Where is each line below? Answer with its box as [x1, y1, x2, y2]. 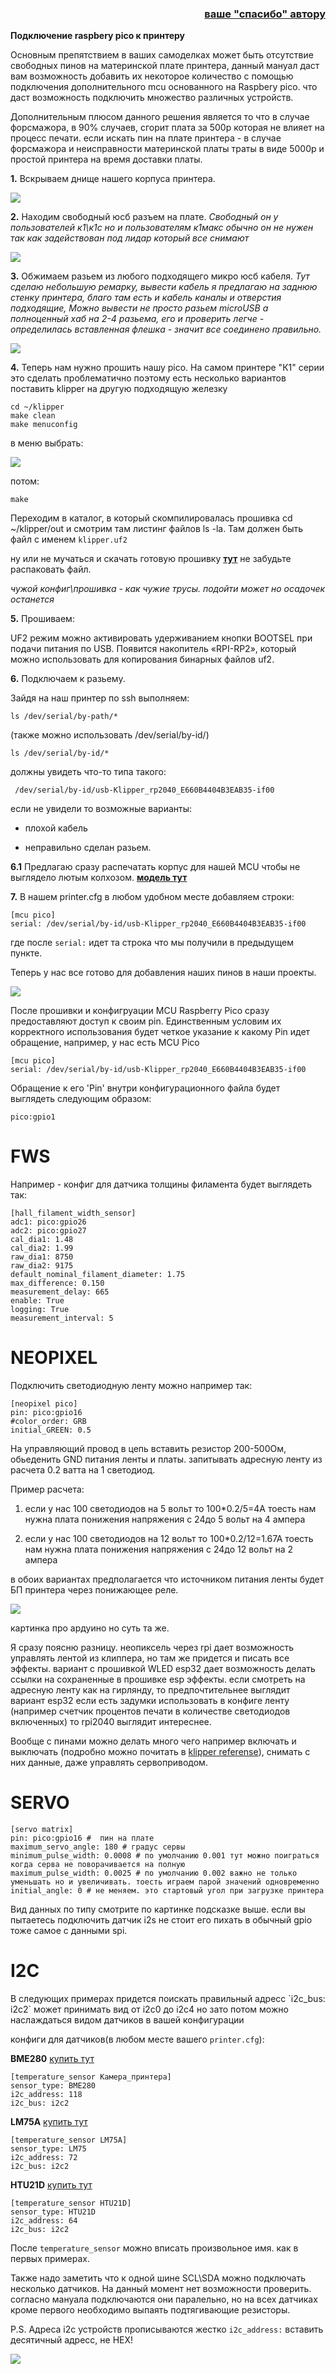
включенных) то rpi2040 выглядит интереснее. [10, 1716, 212, 1728]
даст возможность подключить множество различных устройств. [10, 92, 294, 104]
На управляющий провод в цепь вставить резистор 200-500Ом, [10, 1443, 287, 1455]
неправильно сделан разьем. [24, 842, 152, 854]
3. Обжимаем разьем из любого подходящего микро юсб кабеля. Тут [10, 270, 310, 282]
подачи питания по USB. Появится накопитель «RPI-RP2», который [10, 643, 297, 655]
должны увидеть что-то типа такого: [10, 766, 167, 778]
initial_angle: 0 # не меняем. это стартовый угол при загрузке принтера [10, 1886, 325, 1896]
